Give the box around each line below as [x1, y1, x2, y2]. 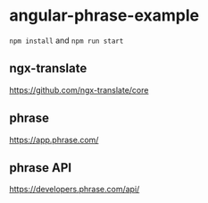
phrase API [9, 160, 72, 175]
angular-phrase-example [9, 5, 199, 26]
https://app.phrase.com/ [9, 134, 99, 145]
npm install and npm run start [9, 35, 124, 46]
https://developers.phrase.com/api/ [9, 184, 140, 195]
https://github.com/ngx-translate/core [9, 84, 149, 95]
